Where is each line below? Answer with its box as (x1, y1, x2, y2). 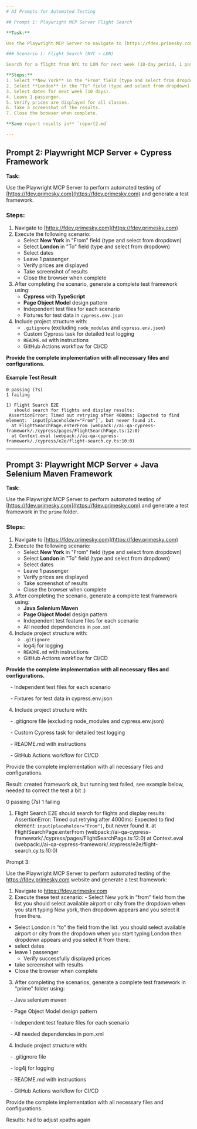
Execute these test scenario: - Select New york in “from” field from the (14, 894, 185, 901)
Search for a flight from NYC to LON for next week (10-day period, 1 (6, 62, 182, 67)
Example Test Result (6, 374, 57, 381)
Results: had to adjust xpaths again (6, 1116, 91, 1124)
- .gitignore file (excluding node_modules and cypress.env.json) (10, 718, 164, 725)
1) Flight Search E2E (6, 403, 59, 408)
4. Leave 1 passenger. (6, 94, 62, 100)
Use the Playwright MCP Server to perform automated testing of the (6, 870, 171, 877)
